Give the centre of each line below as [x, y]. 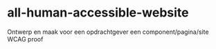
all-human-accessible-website [98, 13]
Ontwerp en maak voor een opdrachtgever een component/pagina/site [108, 32]
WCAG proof [25, 39]
